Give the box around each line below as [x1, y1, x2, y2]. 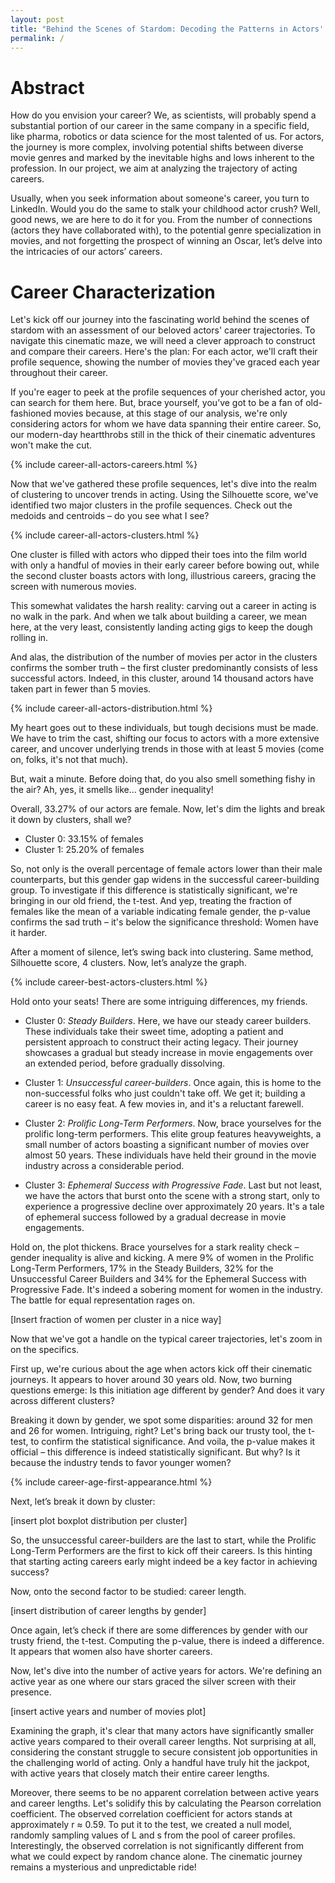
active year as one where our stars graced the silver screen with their [10, 1676, 297, 1688]
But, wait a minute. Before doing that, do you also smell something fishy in [10, 773, 316, 785]
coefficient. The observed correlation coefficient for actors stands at [10, 1808, 293, 1820]
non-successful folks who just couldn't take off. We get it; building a [24, 1087, 306, 1100]
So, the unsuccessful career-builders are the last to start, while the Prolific [10, 1534, 317, 1546]
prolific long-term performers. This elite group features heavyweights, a [24, 1128, 322, 1140]
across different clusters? [10, 1395, 116, 1407]
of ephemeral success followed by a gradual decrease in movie [24, 1211, 287, 1223]
